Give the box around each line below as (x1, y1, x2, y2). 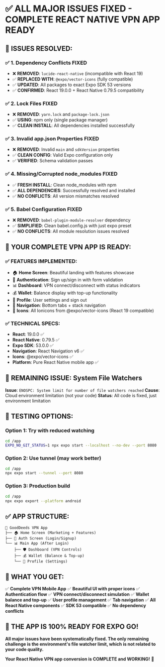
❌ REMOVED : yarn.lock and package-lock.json (12, 111, 110, 117)
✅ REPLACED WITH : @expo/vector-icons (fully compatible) (12, 76, 133, 82)
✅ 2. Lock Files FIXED (5, 100, 58, 107)
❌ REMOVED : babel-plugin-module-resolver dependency (12, 217, 131, 223)
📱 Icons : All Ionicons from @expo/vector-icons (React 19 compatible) (12, 307, 154, 314)
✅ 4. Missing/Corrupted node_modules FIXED (5, 170, 118, 177)
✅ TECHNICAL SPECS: (5, 320, 61, 327)
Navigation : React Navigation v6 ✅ (12, 348, 84, 354)
